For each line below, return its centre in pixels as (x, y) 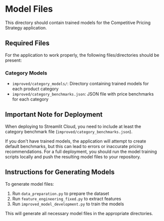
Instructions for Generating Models (60, 172)
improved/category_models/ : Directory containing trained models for (81, 84)
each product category (35, 89)
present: (13, 60)
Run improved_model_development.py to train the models (68, 204)
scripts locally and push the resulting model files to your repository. (73, 157)
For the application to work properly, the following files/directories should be (82, 55)
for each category (30, 99)
